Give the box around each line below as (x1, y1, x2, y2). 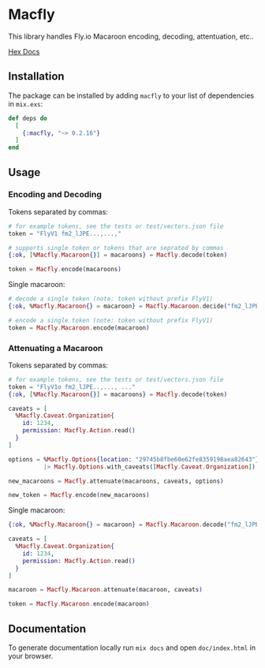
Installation (8, 69, 65, 84)
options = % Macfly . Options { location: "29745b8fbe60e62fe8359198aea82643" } (8, 455, 259, 463)
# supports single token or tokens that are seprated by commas (8, 244, 224, 252)
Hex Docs (8, 47, 40, 56)
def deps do (8, 114, 47, 122)
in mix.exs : (8, 99, 43, 108)
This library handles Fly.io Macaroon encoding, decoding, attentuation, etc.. (8, 32, 254, 41)
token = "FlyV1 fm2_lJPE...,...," (8, 230, 122, 237)
